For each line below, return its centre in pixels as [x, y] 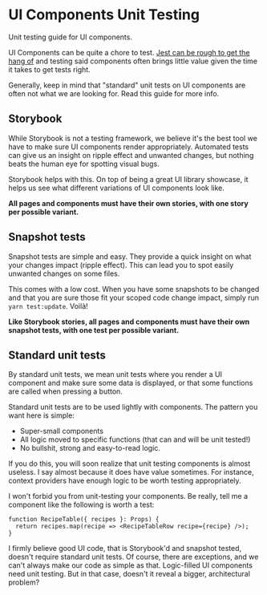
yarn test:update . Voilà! [48, 306]
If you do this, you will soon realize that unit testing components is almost [129, 463]
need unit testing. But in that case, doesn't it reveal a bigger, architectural [129, 574]
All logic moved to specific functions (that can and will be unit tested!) [135, 439]
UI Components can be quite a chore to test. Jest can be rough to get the [129, 52]
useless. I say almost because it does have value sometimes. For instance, [131, 472]
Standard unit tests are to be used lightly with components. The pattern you [133, 407]
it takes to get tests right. [49, 69]
